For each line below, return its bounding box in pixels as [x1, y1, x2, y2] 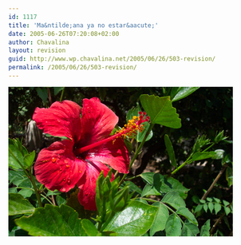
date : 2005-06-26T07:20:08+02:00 [8, 30, 120, 38]
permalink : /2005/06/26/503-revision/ [8, 64, 137, 72]
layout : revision [8, 46, 66, 55]
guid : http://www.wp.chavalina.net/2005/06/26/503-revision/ [8, 55, 216, 63]
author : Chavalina [8, 38, 69, 46]
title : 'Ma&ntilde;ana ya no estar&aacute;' [8, 21, 159, 30]
